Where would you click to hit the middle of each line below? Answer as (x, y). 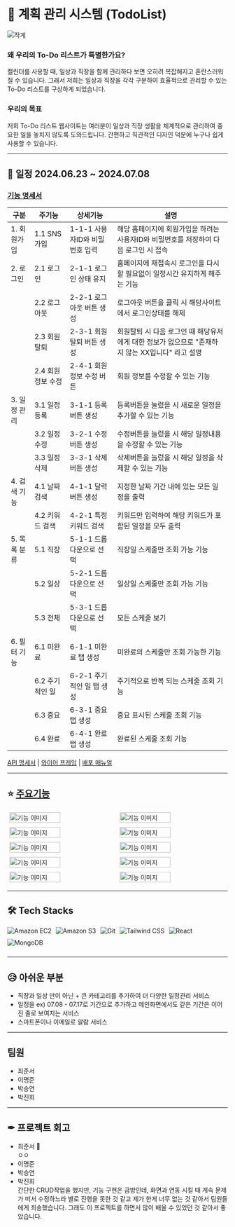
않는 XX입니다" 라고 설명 (164, 352)
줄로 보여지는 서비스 (52, 1013)
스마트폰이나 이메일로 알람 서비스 (62, 1022)
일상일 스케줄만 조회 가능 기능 (163, 584)
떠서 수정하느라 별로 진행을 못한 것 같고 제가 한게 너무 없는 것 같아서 (117, 1198)
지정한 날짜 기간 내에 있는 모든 (164, 486)
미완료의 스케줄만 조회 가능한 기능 (169, 652)
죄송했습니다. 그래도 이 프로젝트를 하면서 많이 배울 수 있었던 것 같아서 (124, 1207)
